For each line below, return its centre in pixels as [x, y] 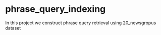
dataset [13, 28]
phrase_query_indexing [56, 9]
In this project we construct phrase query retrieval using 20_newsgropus [81, 23]
